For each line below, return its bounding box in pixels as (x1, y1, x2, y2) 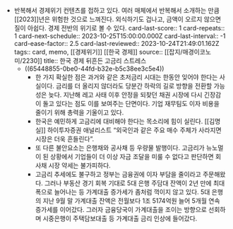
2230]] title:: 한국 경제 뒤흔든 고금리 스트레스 (22, 57, 147, 65)
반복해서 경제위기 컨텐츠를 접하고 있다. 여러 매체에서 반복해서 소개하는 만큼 (13, 6, 220, 14)
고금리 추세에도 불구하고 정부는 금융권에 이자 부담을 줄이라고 (35, 170, 201, 178)
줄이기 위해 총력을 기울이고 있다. (35, 108, 124, 117)
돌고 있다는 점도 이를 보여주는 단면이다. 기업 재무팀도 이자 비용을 (42, 100, 220, 107)
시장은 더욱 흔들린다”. (35, 135, 94, 143)
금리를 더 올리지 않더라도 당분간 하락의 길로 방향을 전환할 (56, 82, 213, 90)
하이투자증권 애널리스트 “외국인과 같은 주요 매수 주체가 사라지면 (47, 126, 222, 134)
